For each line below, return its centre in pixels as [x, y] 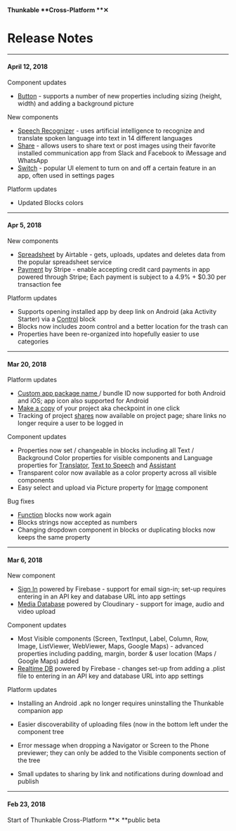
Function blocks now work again [64, 515]
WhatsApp [33, 160]
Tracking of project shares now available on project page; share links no [122, 416]
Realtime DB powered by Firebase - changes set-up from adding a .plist [121, 669]
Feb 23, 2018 [26, 804]
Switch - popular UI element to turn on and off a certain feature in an [117, 168]
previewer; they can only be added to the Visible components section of [122, 753]
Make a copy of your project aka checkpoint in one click [99, 408]
